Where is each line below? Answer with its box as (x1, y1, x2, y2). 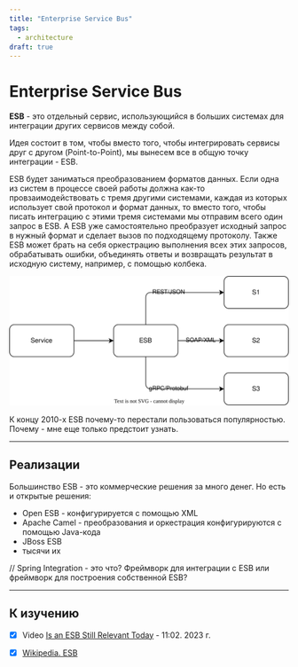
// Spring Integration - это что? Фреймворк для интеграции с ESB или (9, 562, 270, 573)
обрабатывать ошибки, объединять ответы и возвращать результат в (9, 249, 273, 260)
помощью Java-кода (21, 526, 101, 537)
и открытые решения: (9, 490, 91, 501)
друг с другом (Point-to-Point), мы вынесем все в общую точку (9, 147, 249, 158)
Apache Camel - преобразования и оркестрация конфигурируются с (21, 517, 282, 528)
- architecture (17, 33, 74, 42)
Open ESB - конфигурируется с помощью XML (21, 507, 199, 518)
